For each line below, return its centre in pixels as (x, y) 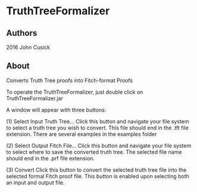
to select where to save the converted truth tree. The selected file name (94, 152)
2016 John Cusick (28, 47)
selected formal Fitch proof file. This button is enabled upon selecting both (98, 176)
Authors (22, 33)
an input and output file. (35, 182)
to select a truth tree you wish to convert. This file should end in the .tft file (98, 128)
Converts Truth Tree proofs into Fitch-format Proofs (70, 80)
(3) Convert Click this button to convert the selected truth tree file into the (96, 170)
